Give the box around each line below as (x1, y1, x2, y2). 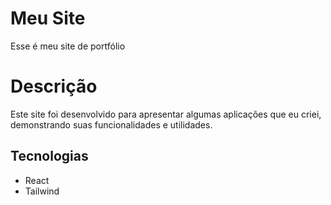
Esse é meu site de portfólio (10, 40, 126, 52)
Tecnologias (10, 148, 89, 165)
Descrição (10, 75, 98, 98)
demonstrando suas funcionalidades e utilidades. (10, 118, 213, 131)
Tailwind (24, 185, 60, 197)
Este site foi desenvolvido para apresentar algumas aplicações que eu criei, (10, 108, 322, 120)
